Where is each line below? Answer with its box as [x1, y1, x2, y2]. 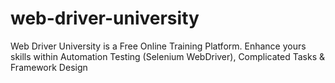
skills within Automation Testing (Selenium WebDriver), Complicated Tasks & [10, 50, 326, 62]
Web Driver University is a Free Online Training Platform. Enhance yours [10, 40, 307, 52]
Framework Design [10, 61, 88, 73]
